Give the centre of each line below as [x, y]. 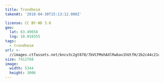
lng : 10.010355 [25, 37]
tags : [10, 41]
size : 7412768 [20, 59]
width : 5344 [22, 68]
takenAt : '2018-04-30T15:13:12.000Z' [43, 14]
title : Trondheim [23, 10]
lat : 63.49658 [24, 32]
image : [12, 64]
